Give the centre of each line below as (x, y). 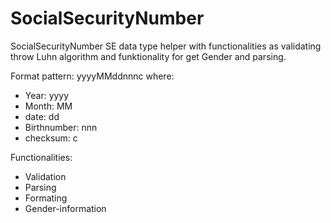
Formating (46, 198)
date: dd (42, 116)
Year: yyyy (47, 95)
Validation (45, 176)
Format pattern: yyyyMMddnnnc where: (92, 76)
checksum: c (51, 138)
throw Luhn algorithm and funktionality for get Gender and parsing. (148, 56)
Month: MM (48, 106)
